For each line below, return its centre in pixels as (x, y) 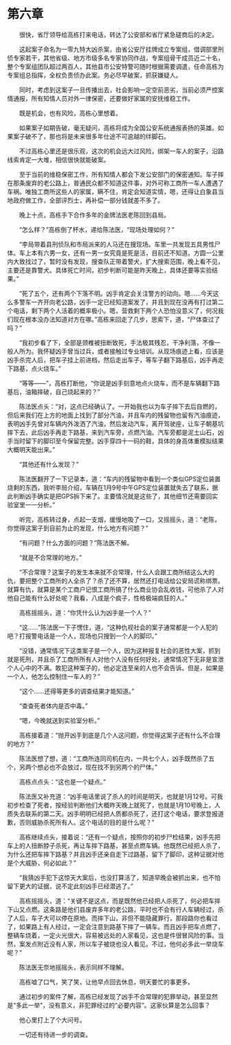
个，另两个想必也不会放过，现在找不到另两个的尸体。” (82, 767)
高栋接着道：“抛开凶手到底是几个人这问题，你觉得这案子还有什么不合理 (120, 735)
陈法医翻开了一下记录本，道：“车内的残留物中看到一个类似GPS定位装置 (120, 479)
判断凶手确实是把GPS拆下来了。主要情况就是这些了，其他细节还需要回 (112, 496)
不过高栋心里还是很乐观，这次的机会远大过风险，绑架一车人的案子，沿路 (121, 151)
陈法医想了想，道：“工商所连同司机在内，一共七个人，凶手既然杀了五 (117, 758)
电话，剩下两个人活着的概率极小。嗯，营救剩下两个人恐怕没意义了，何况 (115, 311)
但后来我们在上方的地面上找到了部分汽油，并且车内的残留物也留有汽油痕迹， (115, 415)
